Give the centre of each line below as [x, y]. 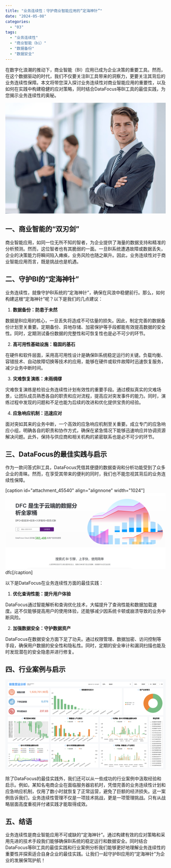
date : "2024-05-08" [26, 16]
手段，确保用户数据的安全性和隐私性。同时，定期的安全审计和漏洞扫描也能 [83, 645]
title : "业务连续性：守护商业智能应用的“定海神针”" [54, 11]
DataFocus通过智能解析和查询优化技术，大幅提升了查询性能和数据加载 [79, 605]
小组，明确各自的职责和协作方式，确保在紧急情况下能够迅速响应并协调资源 [88, 430]
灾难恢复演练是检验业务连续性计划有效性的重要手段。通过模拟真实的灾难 [81, 389]
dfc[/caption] [19, 572]
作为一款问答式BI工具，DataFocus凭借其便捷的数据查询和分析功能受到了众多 [85, 468]
